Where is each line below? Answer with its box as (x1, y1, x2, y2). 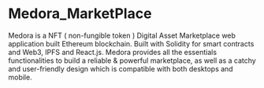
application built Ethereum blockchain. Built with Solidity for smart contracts (8, 38, 255, 48)
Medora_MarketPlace (8, 5, 152, 23)
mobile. (8, 72, 33, 82)
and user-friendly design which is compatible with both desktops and (8, 64, 234, 73)
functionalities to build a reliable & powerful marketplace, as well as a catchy (8, 56, 256, 65)
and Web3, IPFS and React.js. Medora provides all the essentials (8, 47, 218, 57)
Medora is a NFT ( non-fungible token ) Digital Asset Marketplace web (8, 31, 236, 40)
